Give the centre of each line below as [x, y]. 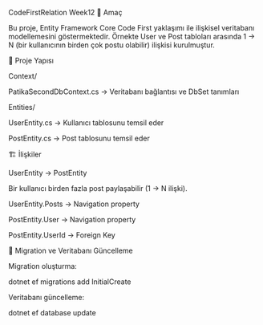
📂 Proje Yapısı [31, 61]
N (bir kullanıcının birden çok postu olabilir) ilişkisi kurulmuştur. [111, 45]
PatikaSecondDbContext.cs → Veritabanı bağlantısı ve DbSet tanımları [124, 91]
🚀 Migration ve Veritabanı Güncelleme [71, 250]
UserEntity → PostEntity [48, 173]
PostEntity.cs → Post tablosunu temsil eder [79, 138]
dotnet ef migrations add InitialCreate [70, 282]
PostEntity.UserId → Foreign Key [62, 235]
